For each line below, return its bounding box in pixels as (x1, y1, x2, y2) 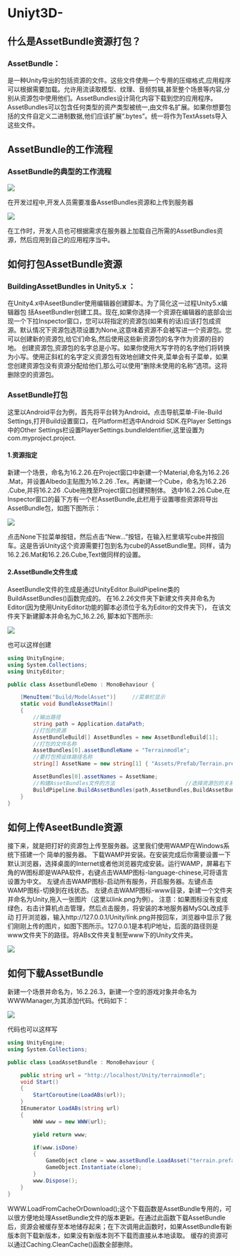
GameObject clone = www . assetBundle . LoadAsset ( (45, 1157, 191, 1165)
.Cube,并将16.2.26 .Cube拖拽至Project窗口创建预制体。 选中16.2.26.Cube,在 (7, 486, 231, 494)
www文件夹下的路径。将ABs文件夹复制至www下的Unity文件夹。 (7, 931, 197, 939)
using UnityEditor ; (7, 668, 66, 675)
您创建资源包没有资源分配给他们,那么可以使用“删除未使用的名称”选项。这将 (7, 362, 228, 370)
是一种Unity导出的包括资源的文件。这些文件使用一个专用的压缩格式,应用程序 (7, 76, 231, 84)
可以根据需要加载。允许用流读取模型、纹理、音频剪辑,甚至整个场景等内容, (7, 84, 224, 94)
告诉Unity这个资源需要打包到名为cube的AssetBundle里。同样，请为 (31, 541, 231, 549)
